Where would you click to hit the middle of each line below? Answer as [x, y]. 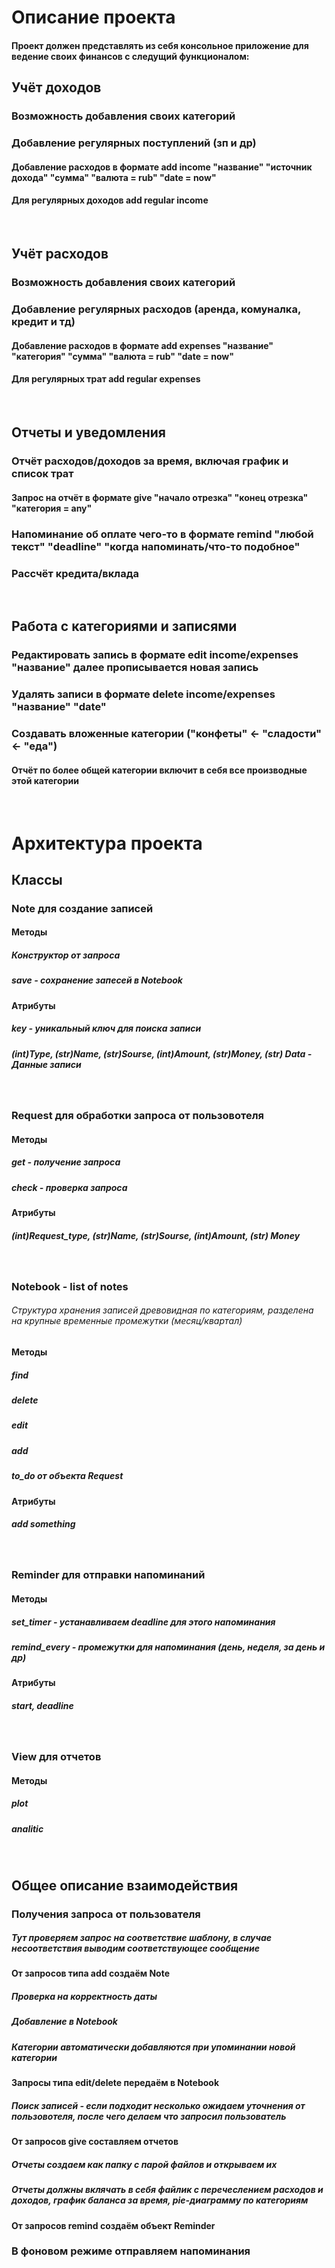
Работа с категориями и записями [124, 626]
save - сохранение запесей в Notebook [97, 980]
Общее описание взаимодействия [125, 1885]
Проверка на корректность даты [84, 1997]
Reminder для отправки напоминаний [108, 1575]
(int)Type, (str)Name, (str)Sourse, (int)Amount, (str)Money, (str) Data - [162, 1053]
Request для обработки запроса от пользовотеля [137, 1116]
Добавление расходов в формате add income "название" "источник [162, 167]
